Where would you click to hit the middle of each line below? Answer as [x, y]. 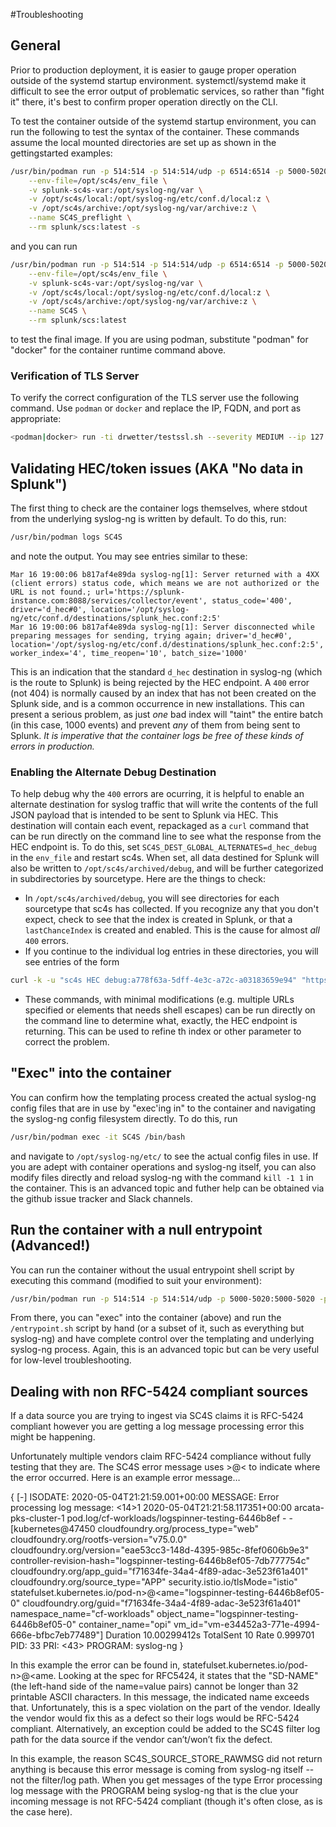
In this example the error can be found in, [95, 1665]
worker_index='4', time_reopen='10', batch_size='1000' [129, 653]
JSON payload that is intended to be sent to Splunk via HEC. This [144, 815]
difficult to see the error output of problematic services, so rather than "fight [167, 91]
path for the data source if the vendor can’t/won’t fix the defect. [141, 1740]
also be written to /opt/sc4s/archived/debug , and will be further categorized [167, 868]
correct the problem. [67, 1042]
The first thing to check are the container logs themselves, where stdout [159, 508]
